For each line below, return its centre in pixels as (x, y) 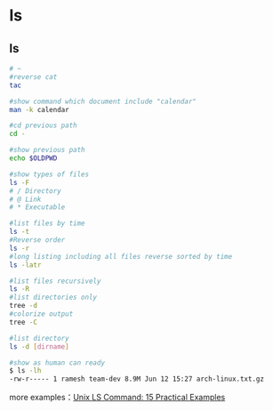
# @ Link (25, 199)
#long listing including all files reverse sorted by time (121, 256)
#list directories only (53, 298)
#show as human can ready (57, 363)
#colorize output (41, 314)
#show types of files (49, 174)
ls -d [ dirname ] (39, 347)
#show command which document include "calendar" (103, 101)
